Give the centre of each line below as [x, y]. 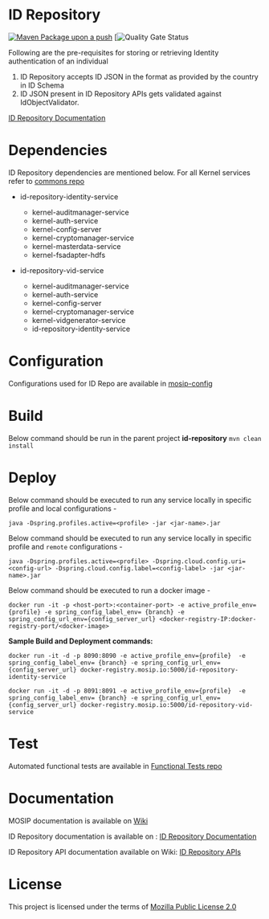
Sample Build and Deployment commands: [81, 641]
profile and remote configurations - [65, 546]
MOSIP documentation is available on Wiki [78, 820]
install [21, 446]
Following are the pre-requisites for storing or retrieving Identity [114, 52]
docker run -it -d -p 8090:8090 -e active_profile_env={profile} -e [127, 656]
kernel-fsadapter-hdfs [69, 255]
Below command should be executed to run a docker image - [110, 590]
